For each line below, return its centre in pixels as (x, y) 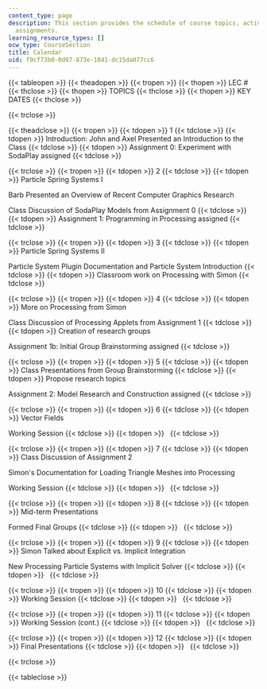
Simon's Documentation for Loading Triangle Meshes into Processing (122, 472)
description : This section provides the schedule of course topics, (124, 23)
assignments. (37, 30)
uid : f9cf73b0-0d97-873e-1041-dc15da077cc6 (81, 60)
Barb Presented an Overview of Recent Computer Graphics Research (121, 195)
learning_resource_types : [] (56, 38)
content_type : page (41, 15)
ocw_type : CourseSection (49, 45)
